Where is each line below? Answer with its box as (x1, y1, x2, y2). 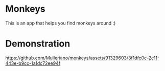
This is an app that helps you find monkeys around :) (5, 20, 116, 26)
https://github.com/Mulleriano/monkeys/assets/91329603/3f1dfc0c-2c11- (5, 55, 160, 61)
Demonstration (5, 38, 70, 50)
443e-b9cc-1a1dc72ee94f (5, 60, 60, 66)
